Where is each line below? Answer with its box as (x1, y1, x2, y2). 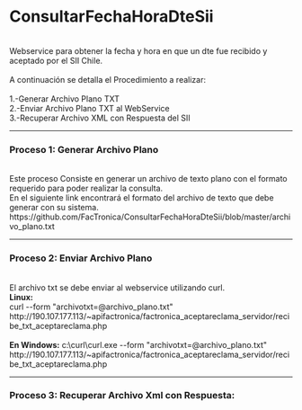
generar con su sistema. (9, 202, 99, 213)
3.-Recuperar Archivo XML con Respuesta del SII (9, 112, 191, 123)
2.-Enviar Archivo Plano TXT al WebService (9, 102, 170, 113)
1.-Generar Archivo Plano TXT (9, 93, 120, 104)
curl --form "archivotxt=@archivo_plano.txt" (9, 301, 173, 312)
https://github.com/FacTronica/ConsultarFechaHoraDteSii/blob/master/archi (9, 211, 291, 222)
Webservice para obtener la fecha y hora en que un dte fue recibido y (9, 45, 268, 56)
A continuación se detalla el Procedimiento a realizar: (9, 74, 207, 85)
